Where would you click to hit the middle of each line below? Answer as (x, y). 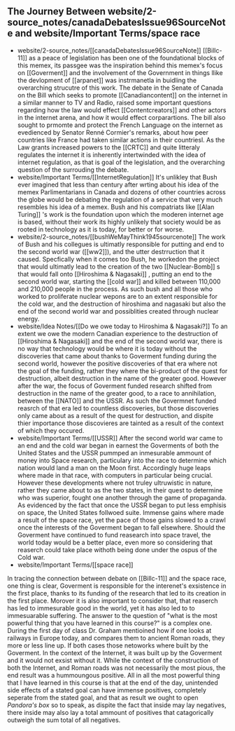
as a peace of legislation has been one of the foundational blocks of (127, 58)
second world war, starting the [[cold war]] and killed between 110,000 (119, 281)
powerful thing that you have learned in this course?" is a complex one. (110, 623)
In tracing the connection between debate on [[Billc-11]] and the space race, (117, 578)
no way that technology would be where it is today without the (107, 348)
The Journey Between (57, 12)
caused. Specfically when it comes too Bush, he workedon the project (118, 259)
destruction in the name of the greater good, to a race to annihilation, (117, 393)
